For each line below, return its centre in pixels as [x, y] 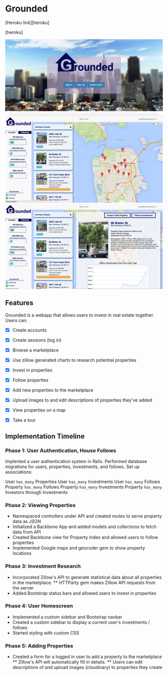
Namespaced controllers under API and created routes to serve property [87, 516]
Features [19, 303]
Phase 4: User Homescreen [39, 606]
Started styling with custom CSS [46, 632]
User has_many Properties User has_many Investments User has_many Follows [83, 481]
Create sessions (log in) [37, 340]
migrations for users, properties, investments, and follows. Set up [72, 466]
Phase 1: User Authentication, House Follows [61, 450]
